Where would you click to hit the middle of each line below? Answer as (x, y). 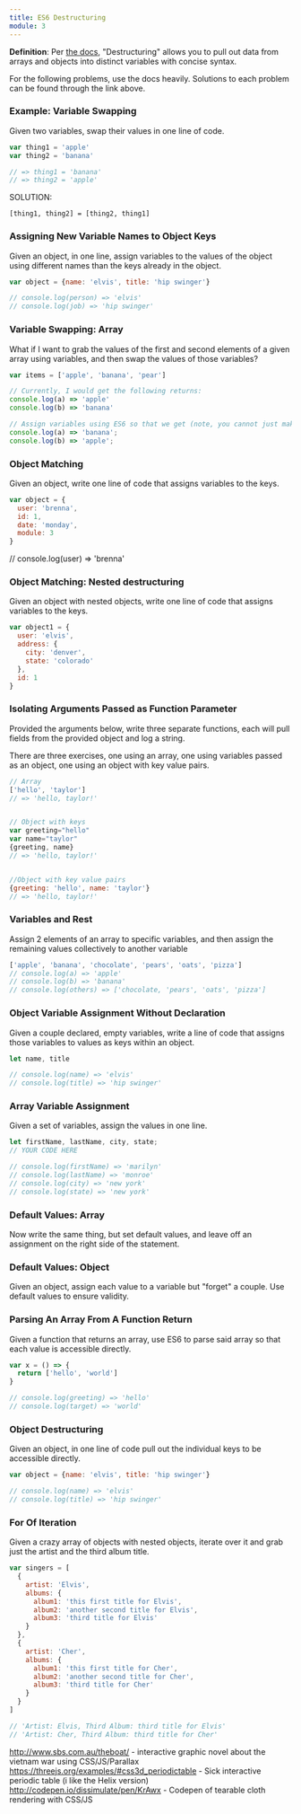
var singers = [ (39, 1568)
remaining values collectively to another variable (99, 948)
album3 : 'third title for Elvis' (95, 1618)
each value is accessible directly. (70, 1349)
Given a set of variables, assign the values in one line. (108, 1126)
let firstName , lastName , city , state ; (84, 1142)
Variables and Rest (51, 920)
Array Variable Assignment (69, 1106)
